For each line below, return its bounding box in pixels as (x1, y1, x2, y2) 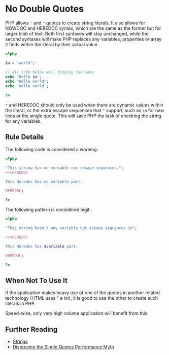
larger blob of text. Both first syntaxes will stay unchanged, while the (5, 30, 149, 37)
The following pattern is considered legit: (5, 206, 91, 213)
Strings (12, 338, 28, 344)
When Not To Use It (5, 276, 67, 285)
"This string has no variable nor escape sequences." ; (5, 165, 124, 170)
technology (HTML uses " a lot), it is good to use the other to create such (5, 295, 158, 301)
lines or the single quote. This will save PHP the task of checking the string (5, 113, 161, 119)
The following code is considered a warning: (5, 146, 98, 152)
